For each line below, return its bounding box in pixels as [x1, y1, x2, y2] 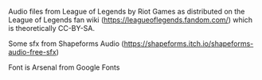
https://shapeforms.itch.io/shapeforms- [123, 39, 254, 48]
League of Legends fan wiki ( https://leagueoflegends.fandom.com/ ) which [8, 15, 253, 25]
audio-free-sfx [8, 48, 57, 56]
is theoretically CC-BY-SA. [8, 24, 96, 32]
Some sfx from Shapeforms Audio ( [8, 39, 125, 48]
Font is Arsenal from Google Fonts [8, 63, 120, 72]
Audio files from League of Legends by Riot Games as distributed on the [8, 7, 245, 16]
